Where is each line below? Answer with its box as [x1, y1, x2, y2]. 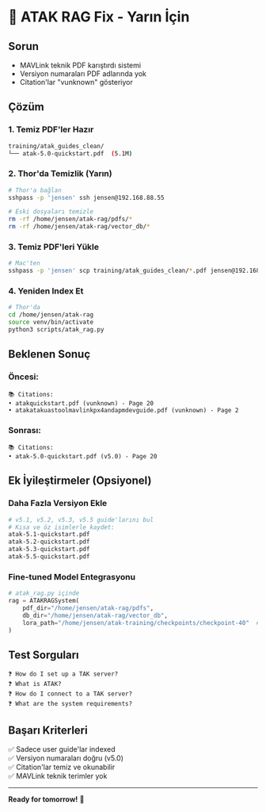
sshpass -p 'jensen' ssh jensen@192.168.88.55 [8, 193, 165, 201]
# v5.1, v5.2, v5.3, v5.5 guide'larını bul [8, 515, 154, 523]
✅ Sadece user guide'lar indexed [8, 745, 116, 754]
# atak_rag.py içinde [8, 589, 80, 598]
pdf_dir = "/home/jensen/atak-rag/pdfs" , [22, 603, 154, 612]
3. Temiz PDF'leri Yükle [8, 242, 99, 253]
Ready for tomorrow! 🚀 [8, 795, 85, 804]
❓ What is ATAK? [8, 680, 62, 688]
